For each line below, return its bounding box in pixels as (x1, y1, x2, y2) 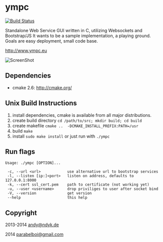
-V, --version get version (7, 191, 92, 196)
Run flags (5, 147, 36, 156)
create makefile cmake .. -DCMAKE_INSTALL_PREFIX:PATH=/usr (12, 123, 139, 129)
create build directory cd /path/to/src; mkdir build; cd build (12, 117, 142, 123)
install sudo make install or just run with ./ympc (12, 133, 110, 139)
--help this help (7, 195, 88, 200)
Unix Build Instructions (5, 99, 77, 107)
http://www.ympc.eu (5, 48, 47, 53)
